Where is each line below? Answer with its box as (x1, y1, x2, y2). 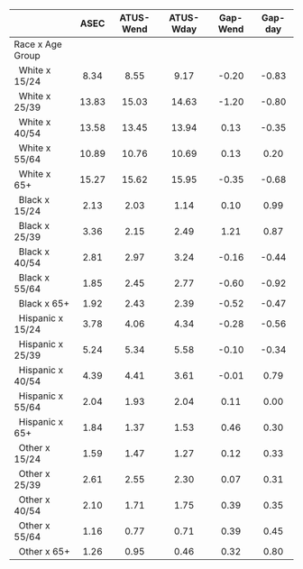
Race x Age (14, 38, 63, 50)
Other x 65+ (18, 546, 70, 557)
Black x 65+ (18, 298, 70, 309)
